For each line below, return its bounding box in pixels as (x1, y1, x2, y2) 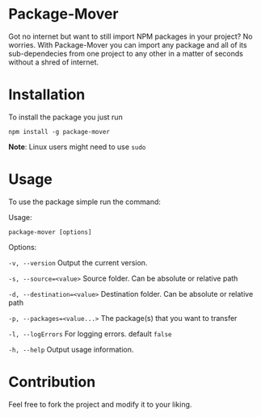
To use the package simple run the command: (8, 197, 162, 206)
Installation (8, 85, 86, 104)
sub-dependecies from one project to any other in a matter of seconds (8, 48, 244, 58)
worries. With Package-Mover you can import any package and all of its (8, 40, 248, 49)
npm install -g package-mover (8, 127, 111, 136)
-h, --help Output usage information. (8, 344, 134, 354)
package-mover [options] (8, 227, 92, 236)
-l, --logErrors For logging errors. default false (8, 328, 172, 339)
